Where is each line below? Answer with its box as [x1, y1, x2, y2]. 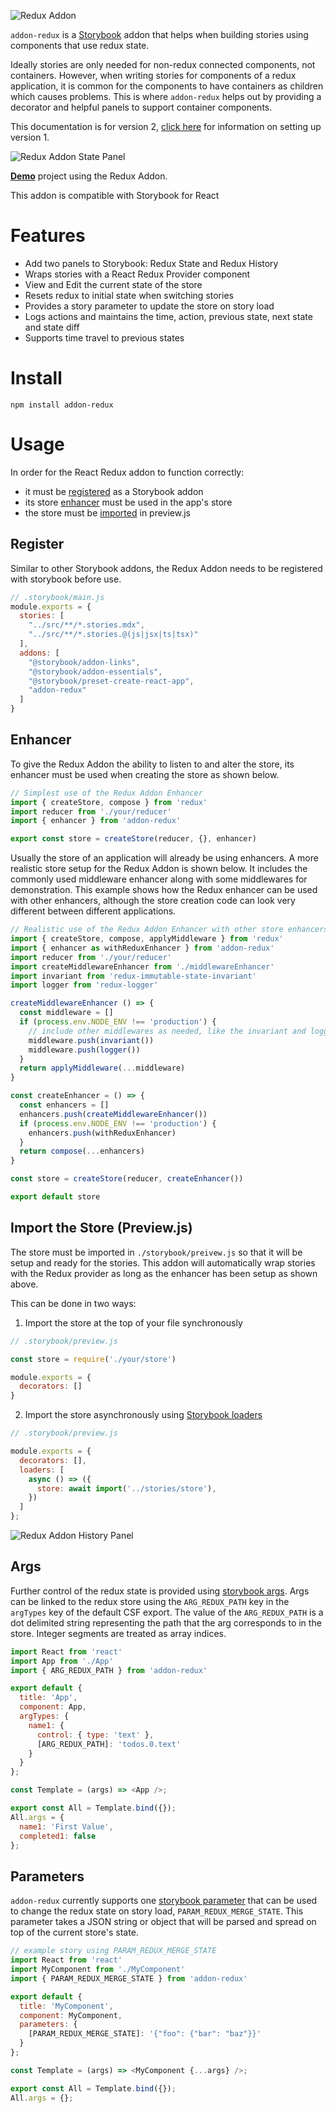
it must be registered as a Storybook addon [24, 485, 204, 497]
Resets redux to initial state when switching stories [24, 289, 234, 301]
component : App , [19, 1702, 87, 1712]
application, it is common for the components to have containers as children [10, 80, 324, 92]
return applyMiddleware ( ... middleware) [19, 1063, 186, 1074]
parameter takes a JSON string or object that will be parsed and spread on [10, 1916, 317, 1928]
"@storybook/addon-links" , [28, 657, 141, 667]
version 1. [10, 131, 50, 143]
